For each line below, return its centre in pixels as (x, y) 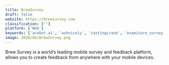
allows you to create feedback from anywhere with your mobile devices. (80, 57)
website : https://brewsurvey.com (40, 19)
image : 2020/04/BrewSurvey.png (38, 38)
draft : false (19, 14)
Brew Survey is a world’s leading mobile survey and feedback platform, (79, 52)
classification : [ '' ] (28, 24)
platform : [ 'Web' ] (24, 28)
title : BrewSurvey (24, 10)
